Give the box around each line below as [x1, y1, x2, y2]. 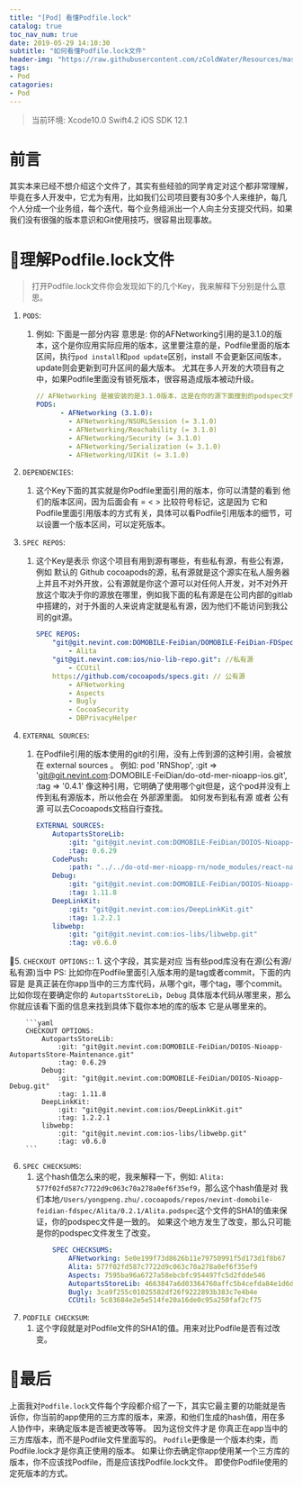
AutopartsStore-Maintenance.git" [9, 1050, 135, 1059]
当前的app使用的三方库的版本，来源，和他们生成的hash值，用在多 [40, 1411, 286, 1423]
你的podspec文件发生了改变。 [43, 1228, 155, 1238]
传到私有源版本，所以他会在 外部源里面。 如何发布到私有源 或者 [35, 792, 271, 802]
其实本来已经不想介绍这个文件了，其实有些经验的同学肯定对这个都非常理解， [9, 181, 293, 192]
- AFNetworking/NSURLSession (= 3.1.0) [67, 417, 218, 426]
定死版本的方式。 [9, 1468, 73, 1479]
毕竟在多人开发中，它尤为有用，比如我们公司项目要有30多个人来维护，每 [9, 192, 280, 203]
